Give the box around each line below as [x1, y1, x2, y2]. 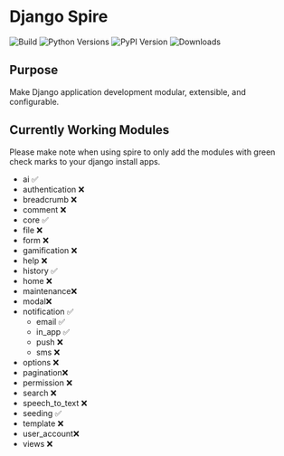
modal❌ [22, 296, 52, 307]
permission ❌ [22, 377, 73, 388]
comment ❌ [22, 204, 67, 214]
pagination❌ [22, 366, 69, 377]
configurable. [9, 96, 60, 107]
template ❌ [22, 418, 64, 429]
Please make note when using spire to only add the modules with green [9, 147, 276, 157]
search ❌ [22, 387, 57, 398]
